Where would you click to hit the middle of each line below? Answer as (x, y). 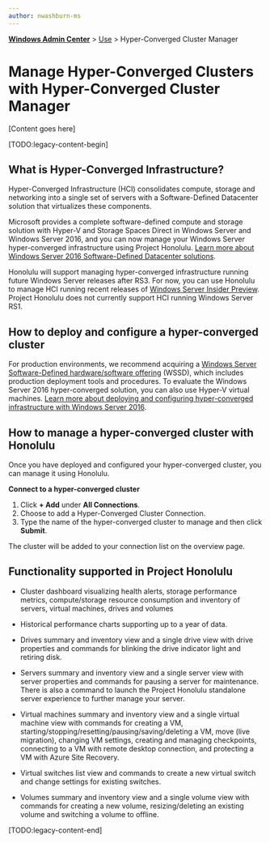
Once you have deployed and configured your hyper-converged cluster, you (135, 465)
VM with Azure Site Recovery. (70, 757)
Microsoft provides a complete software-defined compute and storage (126, 222)
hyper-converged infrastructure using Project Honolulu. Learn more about (131, 248)
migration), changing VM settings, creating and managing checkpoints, (138, 740)
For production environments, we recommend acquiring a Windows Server (133, 364)
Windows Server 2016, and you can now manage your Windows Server (127, 239)
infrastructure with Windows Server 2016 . (78, 407)
